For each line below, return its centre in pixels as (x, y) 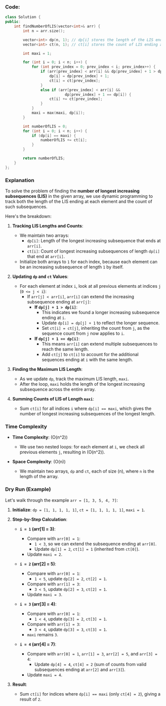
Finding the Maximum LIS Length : (47, 369)
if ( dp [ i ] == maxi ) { (54, 135)
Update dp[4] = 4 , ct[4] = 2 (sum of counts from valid (90, 664)
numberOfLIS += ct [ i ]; (64, 140)
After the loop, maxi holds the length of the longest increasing (82, 384)
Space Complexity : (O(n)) (39, 462)
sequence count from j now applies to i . (83, 333)
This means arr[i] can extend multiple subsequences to (100, 344)
